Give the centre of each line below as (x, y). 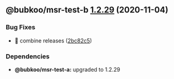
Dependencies (28, 56)
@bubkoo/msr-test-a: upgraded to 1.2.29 (67, 69)
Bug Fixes (21, 27)
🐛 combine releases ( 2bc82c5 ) (53, 40)
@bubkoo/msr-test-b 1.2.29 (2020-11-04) (87, 10)
